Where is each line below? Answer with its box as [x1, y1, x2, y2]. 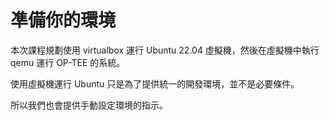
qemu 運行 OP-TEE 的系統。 [10, 56, 126, 68]
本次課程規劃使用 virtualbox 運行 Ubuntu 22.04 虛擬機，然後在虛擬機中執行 [10, 44, 320, 56]
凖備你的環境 [10, 9, 117, 32]
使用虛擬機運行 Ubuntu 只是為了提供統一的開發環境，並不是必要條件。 [10, 77, 300, 90]
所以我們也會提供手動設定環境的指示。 [10, 99, 168, 111]
